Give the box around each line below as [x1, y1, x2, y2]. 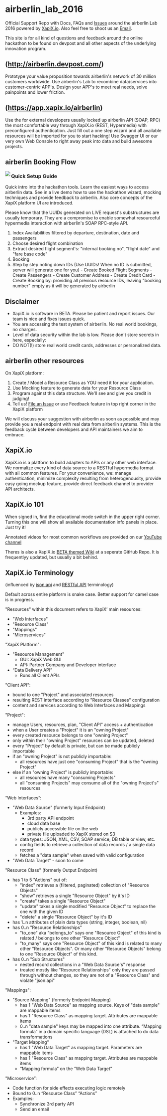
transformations [19, 1034, 53, 1040]
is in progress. [5, 597, 34, 603]
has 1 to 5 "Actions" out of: [12, 877, 67, 883]
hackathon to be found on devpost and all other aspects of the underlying [5, 40, 157, 46]
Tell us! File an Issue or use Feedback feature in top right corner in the [12, 400, 156, 407]
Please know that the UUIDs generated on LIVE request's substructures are [5, 209, 160, 215]
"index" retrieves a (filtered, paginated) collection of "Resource [19, 882, 149, 888]
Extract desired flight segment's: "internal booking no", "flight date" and [12, 246, 160, 252]
